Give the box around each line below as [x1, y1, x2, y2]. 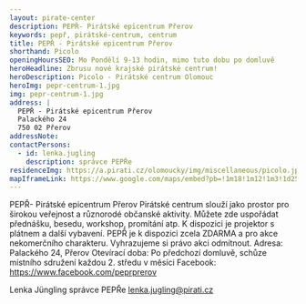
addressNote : [9, 132, 59, 141]
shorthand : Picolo [9, 47, 79, 56]
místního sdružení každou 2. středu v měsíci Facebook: [9, 257, 217, 269]
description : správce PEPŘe [25, 157, 132, 167]
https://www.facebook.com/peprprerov [9, 267, 158, 278]
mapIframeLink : [9, 174, 67, 183]
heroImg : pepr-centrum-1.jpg [9, 81, 120, 90]
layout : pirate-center [9, 13, 96, 23]
